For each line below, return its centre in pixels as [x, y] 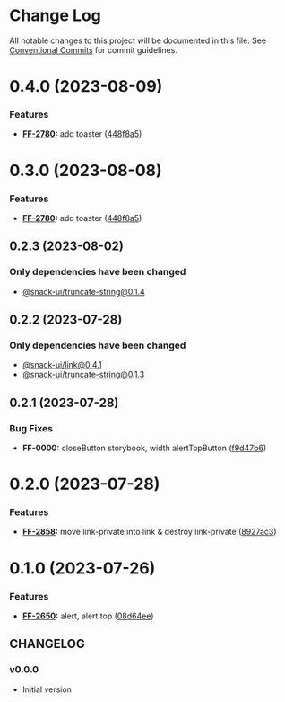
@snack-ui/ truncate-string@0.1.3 [83, 375]
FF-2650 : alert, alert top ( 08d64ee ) [88, 616]
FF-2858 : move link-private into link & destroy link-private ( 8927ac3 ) [149, 532]
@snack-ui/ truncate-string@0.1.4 [83, 291]
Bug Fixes [31, 428]
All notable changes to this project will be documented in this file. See [138, 40]
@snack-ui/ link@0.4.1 [62, 365]
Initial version [47, 689]
